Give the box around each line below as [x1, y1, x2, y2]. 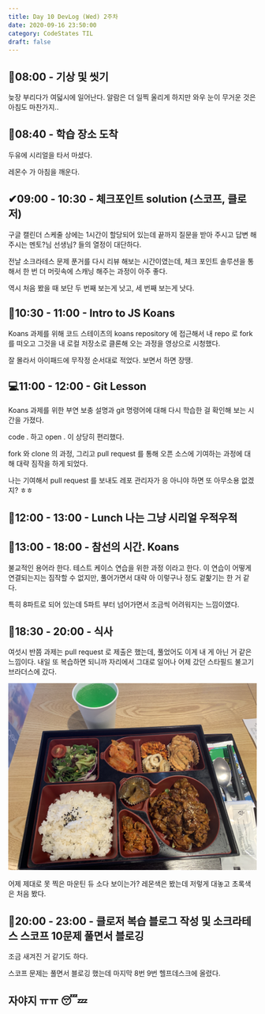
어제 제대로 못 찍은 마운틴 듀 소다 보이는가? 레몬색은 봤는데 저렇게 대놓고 [8, 879, 230, 889]
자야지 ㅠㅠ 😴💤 [8, 993, 88, 1008]
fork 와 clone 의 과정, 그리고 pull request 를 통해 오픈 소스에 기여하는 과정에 [8, 449, 243, 459]
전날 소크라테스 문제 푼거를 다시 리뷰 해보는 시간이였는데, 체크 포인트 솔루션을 [8, 256, 246, 266]
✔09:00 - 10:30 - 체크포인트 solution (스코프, [8, 192, 226, 206]
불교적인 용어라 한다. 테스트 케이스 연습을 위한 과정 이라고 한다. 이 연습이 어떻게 [8, 562, 252, 573]
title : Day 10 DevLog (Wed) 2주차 [8, 13, 118, 21]
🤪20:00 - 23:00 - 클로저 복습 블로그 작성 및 [8, 914, 211, 928]
